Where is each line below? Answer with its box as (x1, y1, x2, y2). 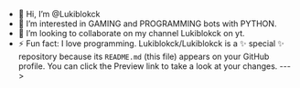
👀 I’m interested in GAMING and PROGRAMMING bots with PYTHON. (17, 18, 277, 29)
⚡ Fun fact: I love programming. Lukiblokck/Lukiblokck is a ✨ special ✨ (17, 38, 285, 49)
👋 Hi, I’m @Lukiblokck (17, 9, 101, 19)
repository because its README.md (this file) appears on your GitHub (17, 51, 270, 62)
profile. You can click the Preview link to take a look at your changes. (17, 61, 278, 72)
